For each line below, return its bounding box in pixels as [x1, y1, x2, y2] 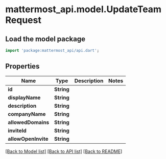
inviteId [8, 127, 27, 134]
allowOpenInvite [8, 135, 49, 142]
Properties [5, 62, 40, 71]
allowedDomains [8, 118, 50, 125]
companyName [8, 110, 46, 117]
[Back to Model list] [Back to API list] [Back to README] [5, 148, 123, 154]
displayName [8, 94, 41, 101]
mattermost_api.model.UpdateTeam [5, 4, 162, 15]
